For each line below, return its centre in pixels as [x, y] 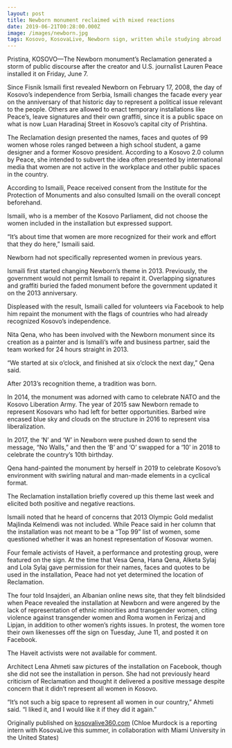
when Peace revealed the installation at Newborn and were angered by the [114, 603]
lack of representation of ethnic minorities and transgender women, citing [112, 610]
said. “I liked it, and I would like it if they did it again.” [82, 710]
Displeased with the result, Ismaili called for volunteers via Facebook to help [116, 306]
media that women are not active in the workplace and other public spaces [114, 167]
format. [18, 483]
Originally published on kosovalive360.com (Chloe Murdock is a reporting [112, 723]
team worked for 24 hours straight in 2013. [68, 349]
